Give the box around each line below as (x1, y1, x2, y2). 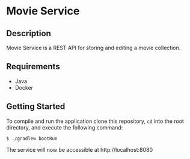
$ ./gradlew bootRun (6, 136, 58, 142)
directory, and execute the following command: (6, 123, 123, 131)
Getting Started (6, 101, 66, 112)
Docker (14, 84, 34, 91)
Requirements (6, 61, 60, 72)
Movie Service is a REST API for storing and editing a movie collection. (6, 44, 181, 51)
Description (6, 28, 51, 39)
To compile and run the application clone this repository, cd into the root (6, 117, 185, 125)
